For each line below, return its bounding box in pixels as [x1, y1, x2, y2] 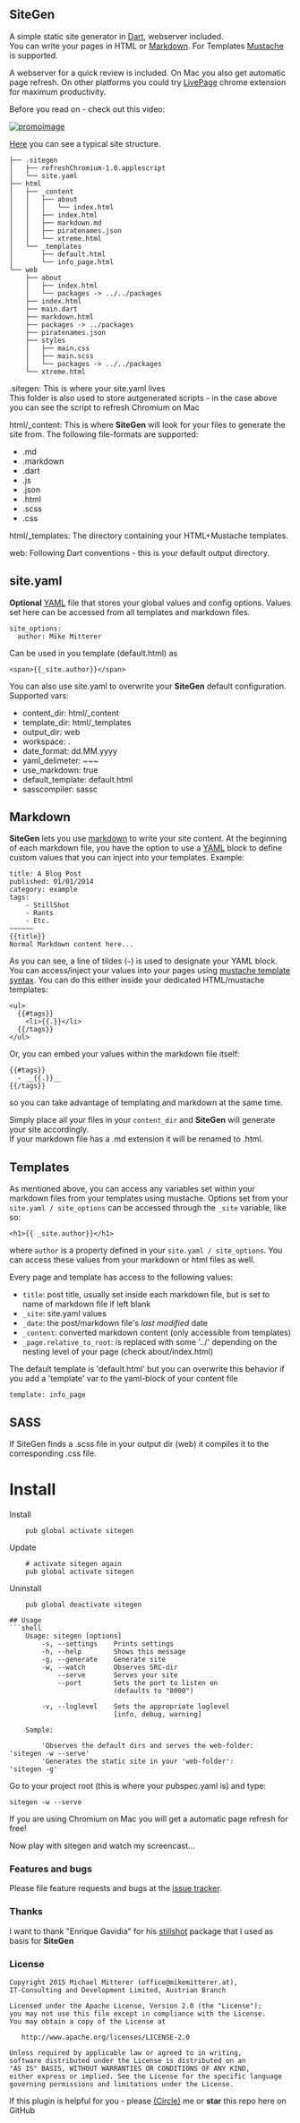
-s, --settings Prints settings [41, 1639, 175, 1648]
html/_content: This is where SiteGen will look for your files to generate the [9, 419, 286, 430]
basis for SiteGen [9, 1935, 74, 1946]
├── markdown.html [25, 312, 94, 321]
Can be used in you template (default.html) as [9, 647, 178, 658]
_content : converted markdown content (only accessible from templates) [21, 1327, 292, 1338]
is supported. [9, 49, 58, 61]
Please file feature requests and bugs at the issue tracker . [9, 1883, 222, 1894]
